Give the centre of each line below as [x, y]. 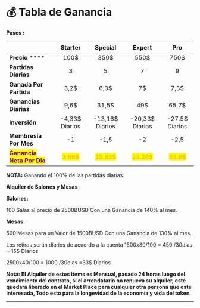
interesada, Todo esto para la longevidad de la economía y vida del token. [99, 293]
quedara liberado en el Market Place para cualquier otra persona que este [99, 287]
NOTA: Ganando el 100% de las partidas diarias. [65, 175]
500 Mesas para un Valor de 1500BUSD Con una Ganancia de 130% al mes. [99, 233]
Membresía [26, 135]
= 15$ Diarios [22, 251]
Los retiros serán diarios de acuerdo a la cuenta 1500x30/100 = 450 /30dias [99, 244]
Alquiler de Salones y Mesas [42, 187]
